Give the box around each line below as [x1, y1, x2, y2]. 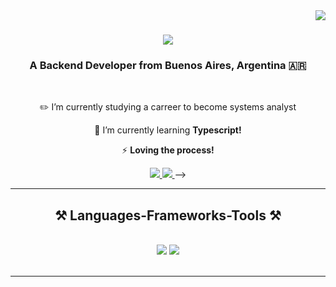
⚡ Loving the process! [121, 144, 215, 156]
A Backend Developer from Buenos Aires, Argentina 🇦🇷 [29, 59, 307, 73]
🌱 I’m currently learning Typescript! [94, 124, 242, 136]
